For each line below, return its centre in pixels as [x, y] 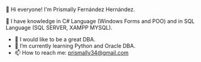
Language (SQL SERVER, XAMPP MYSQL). [59, 28]
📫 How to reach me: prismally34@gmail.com [72, 53]
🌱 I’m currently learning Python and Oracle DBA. [75, 46]
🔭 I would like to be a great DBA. [55, 39]
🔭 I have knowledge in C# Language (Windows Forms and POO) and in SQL [100, 21]
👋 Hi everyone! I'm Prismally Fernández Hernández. [70, 9]
